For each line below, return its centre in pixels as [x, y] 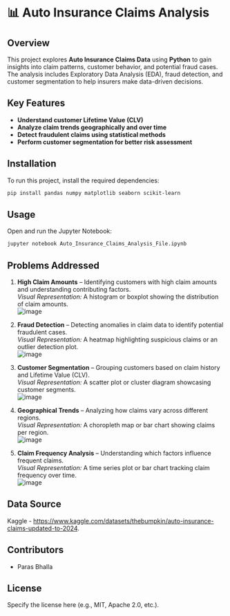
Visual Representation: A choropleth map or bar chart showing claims [116, 425]
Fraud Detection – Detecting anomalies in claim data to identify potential [120, 325]
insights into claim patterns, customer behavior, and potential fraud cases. [113, 67]
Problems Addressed [54, 265]
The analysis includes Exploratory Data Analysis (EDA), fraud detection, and [115, 74]
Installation [32, 164]
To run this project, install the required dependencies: [83, 180]
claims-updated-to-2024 [42, 528]
